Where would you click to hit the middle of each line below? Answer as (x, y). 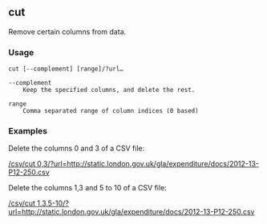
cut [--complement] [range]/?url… (66, 69)
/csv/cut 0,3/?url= (38, 164)
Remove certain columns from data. (67, 31)
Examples (28, 131)
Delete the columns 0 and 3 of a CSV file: (77, 148)
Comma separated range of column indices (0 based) (111, 111)
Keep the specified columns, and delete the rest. (109, 90)
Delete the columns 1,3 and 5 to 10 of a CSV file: (87, 188)
